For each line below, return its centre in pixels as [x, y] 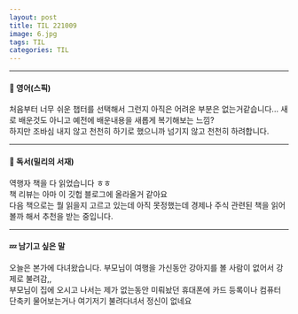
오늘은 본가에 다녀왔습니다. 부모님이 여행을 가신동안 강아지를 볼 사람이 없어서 [142, 267]
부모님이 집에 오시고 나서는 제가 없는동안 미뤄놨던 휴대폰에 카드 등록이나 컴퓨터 [145, 289]
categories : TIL [39, 50]
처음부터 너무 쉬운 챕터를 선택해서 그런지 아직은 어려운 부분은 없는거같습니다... [144, 109]
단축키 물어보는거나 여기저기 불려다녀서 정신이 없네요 [101, 301]
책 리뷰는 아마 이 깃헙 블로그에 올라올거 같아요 [89, 194]
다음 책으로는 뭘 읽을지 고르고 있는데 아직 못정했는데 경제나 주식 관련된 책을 [139, 205]
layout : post [33, 17]
